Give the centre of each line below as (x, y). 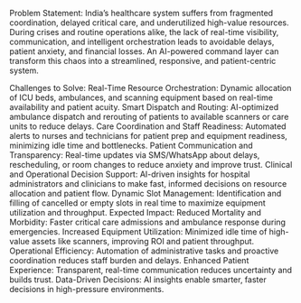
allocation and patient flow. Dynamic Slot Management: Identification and (146, 193)
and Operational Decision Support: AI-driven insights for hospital (130, 174)
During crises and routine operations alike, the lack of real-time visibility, (144, 32)
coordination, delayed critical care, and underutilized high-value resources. (149, 23)
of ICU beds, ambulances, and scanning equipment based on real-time (141, 97)
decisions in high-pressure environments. (87, 289)
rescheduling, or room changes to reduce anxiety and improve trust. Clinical (151, 165)
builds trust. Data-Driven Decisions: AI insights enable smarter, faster (138, 280)
